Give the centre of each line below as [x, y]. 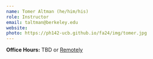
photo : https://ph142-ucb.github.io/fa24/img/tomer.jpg [76, 33]
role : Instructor [28, 17]
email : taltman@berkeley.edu [42, 22]
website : [17, 28]
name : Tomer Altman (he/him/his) [47, 11]
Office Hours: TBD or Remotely [44, 50]
